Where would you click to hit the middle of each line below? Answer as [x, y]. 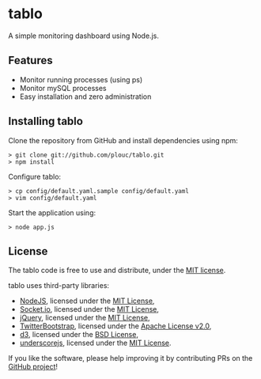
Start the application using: [52, 212]
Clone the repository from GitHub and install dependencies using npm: [123, 140]
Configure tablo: [35, 176]
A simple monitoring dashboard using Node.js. [84, 36]
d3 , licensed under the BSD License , [79, 335]
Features [30, 61]
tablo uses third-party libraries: [59, 286]
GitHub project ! [33, 367]
